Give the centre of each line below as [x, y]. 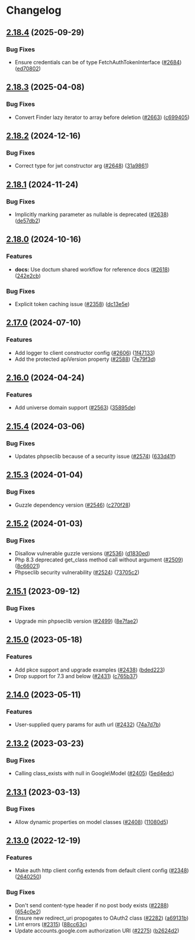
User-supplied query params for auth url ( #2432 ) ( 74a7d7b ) [88, 724]
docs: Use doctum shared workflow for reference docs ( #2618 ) [92, 269]
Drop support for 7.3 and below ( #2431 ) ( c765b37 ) [76, 676]
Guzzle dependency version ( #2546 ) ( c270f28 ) [73, 505]
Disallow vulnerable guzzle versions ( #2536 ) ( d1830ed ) [82, 554]
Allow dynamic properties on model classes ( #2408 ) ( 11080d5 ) [92, 822]
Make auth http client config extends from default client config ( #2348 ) [102, 870]
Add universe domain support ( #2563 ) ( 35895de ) [75, 408]
